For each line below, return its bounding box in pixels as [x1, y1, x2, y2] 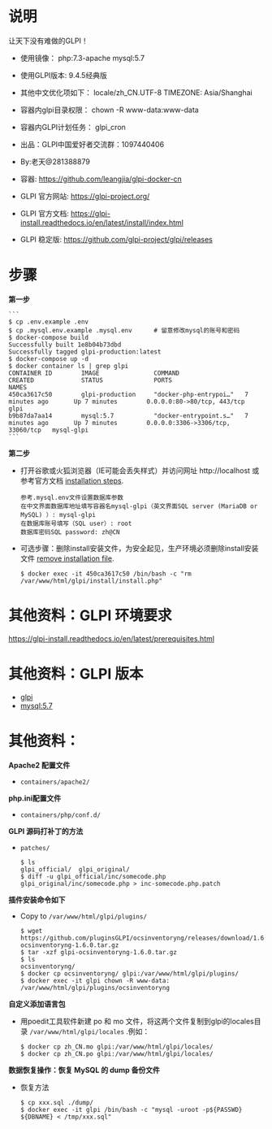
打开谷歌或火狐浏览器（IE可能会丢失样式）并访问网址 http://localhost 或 [19, 465, 260, 475]
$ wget [19, 927, 43, 935]
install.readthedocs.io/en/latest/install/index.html [19, 217, 184, 228]
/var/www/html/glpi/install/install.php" [19, 576, 162, 585]
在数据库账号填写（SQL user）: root [19, 519, 132, 528]
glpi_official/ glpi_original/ [19, 865, 130, 874]
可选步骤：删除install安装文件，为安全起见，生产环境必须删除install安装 [19, 543, 259, 553]
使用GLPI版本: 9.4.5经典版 [19, 70, 107, 80]
